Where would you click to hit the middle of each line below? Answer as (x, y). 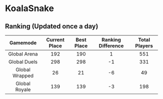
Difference (111, 46)
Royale (23, 90)
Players (144, 46)
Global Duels (23, 62)
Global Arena (23, 54)
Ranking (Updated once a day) (52, 26)
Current (55, 40)
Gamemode (23, 43)
